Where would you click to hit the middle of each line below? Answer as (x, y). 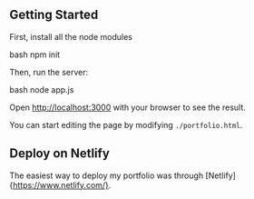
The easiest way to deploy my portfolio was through (107, 175)
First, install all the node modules (71, 36)
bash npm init (35, 55)
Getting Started (54, 15)
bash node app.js (42, 89)
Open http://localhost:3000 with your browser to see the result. (128, 107)
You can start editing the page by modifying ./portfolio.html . (126, 124)
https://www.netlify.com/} (60, 184)
